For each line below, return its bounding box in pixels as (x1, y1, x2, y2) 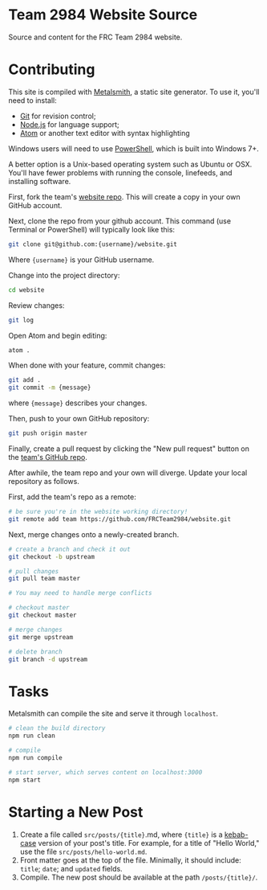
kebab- (224, 830, 249, 839)
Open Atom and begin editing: (8, 330, 107, 340)
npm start (8, 776, 42, 784)
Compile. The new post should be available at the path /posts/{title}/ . (19, 872, 258, 882)
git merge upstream (8, 633, 74, 641)
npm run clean (8, 732, 56, 740)
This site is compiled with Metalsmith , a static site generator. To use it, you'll (8, 87, 260, 96)
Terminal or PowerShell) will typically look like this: (8, 224, 175, 234)
